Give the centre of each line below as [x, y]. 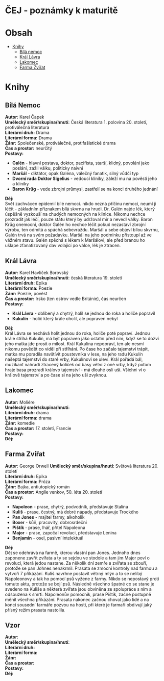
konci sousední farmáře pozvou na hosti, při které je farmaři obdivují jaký [79, 605]
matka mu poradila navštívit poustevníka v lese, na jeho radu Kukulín [74, 354]
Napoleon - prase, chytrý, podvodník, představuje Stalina [70, 506]
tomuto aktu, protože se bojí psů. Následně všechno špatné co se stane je [80, 584]
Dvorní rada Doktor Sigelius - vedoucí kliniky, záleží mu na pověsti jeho [85, 178]
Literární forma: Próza [28, 481]
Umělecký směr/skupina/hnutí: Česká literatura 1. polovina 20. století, [76, 122]
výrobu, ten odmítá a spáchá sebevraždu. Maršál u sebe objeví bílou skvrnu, [82, 230]
